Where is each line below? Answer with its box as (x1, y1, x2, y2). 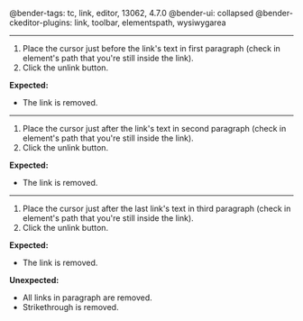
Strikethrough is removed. (22, 302, 119, 312)
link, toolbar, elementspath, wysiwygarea (74, 17, 227, 28)
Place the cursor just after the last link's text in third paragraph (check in (22, 203, 291, 214)
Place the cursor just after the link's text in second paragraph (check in (22, 124, 287, 133)
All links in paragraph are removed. (22, 292, 152, 303)
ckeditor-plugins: (9, 17, 73, 28)
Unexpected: (9, 275, 60, 285)
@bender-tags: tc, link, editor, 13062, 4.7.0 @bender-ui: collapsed (9, 8, 254, 18)
